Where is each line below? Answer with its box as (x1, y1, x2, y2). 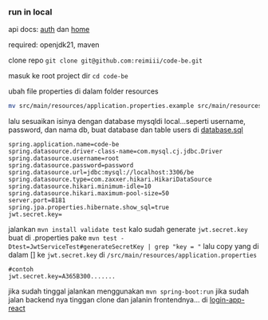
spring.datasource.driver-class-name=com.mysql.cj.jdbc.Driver (8, 147, 223, 156)
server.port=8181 (8, 197, 66, 205)
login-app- (209, 295, 245, 305)
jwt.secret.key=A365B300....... (8, 273, 116, 281)
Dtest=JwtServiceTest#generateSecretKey (8, 243, 145, 251)
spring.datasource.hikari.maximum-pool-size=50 (8, 190, 170, 198)
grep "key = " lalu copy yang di (154, 242, 259, 251)
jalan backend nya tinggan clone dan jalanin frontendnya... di (8, 295, 208, 305)
